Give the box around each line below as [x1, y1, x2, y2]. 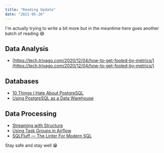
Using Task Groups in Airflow [12, 127, 72, 133]
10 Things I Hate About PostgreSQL [12, 90, 84, 96]
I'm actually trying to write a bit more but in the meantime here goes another [5, 25, 159, 31]
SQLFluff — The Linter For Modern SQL [12, 133, 92, 139]
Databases [5, 77, 39, 85]
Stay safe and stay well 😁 [5, 142, 58, 148]
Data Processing [5, 109, 57, 118]
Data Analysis [5, 45, 49, 53]
